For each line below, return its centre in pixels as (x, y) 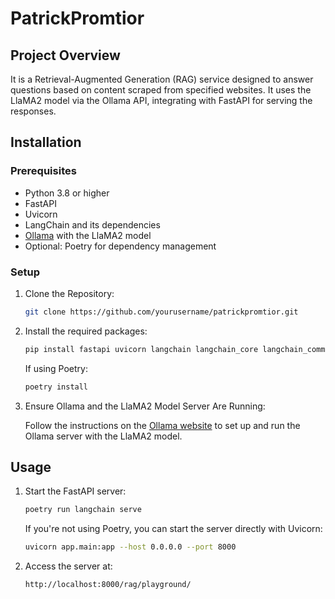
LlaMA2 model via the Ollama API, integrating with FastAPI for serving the (161, 100)
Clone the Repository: (69, 293)
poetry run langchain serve (83, 510)
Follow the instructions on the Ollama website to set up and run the (162, 425)
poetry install (56, 387)
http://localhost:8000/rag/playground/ (108, 585)
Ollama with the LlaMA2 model (88, 235)
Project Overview (65, 55)
